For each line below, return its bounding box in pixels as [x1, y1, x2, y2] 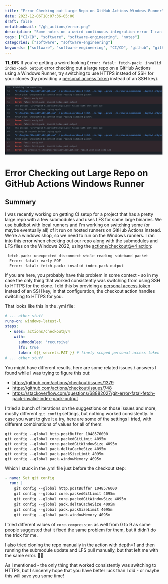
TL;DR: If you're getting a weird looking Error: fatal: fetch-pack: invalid [5, 59, 161, 65]
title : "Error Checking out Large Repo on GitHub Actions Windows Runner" [5, 8, 164, 13]
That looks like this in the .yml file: [5, 303, 75, 309]
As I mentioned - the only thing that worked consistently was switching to [5, 562, 156, 568]
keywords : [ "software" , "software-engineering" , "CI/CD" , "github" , [5, 45, 151, 50]
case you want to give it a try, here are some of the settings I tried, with [5, 416, 152, 422]
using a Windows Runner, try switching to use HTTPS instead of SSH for [5, 70, 154, 76]
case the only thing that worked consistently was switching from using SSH [5, 277, 161, 283]
